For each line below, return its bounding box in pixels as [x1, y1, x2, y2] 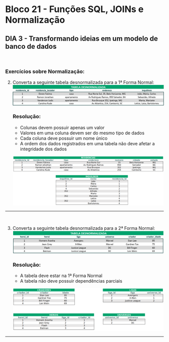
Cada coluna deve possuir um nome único [20, 135, 108, 141]
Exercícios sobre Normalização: [5, 68, 84, 75]
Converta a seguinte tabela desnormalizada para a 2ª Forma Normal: [12, 225, 155, 231]
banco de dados [5, 42, 57, 51]
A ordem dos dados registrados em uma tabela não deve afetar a [20, 140, 155, 146]
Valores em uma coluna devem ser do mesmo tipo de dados [20, 130, 145, 136]
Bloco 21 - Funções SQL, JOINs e [5, 4, 144, 15]
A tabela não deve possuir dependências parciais [20, 278, 122, 284]
